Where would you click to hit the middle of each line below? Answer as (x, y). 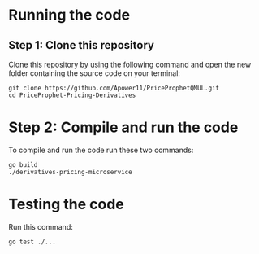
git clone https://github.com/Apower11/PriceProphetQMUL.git (114, 88)
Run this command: (41, 226)
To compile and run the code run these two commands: (101, 150)
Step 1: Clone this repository (81, 45)
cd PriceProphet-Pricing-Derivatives (72, 95)
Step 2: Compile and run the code (123, 127)
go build (23, 164)
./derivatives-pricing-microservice (70, 172)
